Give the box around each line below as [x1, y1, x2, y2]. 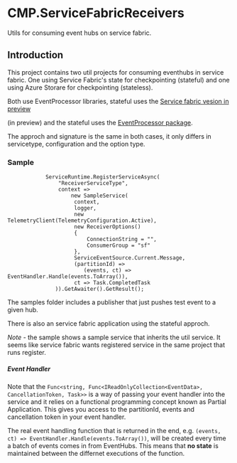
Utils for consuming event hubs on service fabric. [7, 28, 152, 37]
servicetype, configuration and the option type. [7, 139, 145, 148]
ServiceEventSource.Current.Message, [74, 255, 186, 262]
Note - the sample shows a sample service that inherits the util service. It [7, 333, 221, 342]
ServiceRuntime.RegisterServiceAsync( [45, 174, 160, 181]
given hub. [7, 306, 39, 314]
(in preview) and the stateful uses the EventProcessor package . [7, 118, 193, 127]
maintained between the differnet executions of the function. [7, 449, 185, 458]
